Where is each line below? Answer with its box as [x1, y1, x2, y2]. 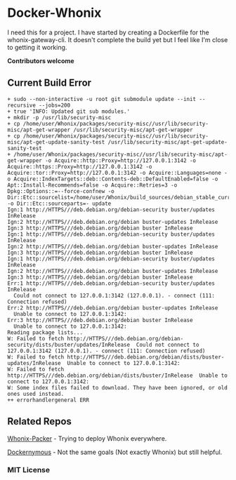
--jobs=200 [38, 102, 71, 109]
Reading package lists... [7, 328, 83, 336]
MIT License [7, 465, 51, 475]
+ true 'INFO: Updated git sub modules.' [7, 107, 131, 115]
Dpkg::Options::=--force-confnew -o [7, 187, 114, 194]
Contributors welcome [7, 56, 75, 65]
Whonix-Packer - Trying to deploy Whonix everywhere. [7, 434, 167, 443]
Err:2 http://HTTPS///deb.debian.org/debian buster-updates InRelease [7, 304, 218, 312]
